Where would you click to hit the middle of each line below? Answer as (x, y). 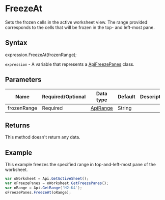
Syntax (16, 43)
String (124, 108)
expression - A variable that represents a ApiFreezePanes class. (70, 64)
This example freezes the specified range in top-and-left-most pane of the (81, 165)
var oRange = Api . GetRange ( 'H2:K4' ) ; (44, 188)
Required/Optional (64, 96)
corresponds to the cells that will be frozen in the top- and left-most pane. (80, 27)
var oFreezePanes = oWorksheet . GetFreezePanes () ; (57, 183)
